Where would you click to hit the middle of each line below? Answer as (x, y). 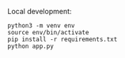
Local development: (40, 11)
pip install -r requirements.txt (62, 39)
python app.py (31, 46)
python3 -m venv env (42, 26)
